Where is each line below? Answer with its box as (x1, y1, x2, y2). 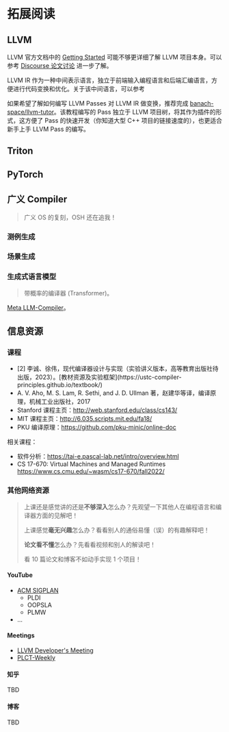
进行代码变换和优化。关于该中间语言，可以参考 (12, 85, 145, 93)
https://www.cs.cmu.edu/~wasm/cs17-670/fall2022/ (16, 467, 165, 476)
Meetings (7, 631, 36, 639)
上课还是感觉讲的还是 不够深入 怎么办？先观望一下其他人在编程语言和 (23, 502, 216, 511)
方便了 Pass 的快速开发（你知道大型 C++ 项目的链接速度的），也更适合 (25, 117, 223, 124)
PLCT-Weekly (16, 654, 56, 662)
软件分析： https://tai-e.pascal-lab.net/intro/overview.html (16, 452, 179, 461)
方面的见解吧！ (36, 511, 79, 520)
